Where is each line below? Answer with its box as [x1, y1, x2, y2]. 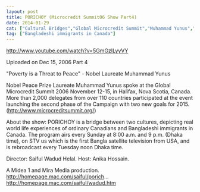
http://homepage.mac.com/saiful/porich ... [6, 173, 109, 180]
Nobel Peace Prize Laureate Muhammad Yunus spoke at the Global [6, 81, 171, 89]
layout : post [6, 8, 39, 15]
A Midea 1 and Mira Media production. [6, 167, 99, 174]
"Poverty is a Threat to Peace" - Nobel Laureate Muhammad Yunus [6, 70, 171, 77]
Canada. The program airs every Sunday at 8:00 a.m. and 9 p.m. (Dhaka [6, 131, 183, 139]
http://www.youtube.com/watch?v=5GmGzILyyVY [6, 47, 129, 54]
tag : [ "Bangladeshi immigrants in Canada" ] [6, 31, 116, 37]
